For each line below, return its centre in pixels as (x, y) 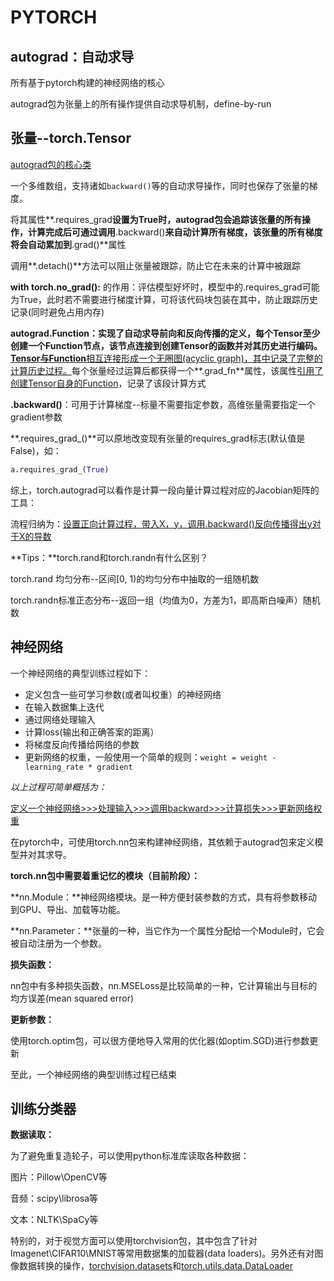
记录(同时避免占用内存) (57, 312)
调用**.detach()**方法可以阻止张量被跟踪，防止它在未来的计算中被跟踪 (155, 265)
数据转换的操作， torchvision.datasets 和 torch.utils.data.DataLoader (156, 1266)
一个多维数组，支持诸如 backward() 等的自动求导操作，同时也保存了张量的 (160, 185)
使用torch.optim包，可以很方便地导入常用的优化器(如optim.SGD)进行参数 (160, 1040)
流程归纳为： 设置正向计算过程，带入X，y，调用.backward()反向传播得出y (161, 523)
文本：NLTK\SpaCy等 (54, 1220)
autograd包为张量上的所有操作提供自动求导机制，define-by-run (141, 104)
